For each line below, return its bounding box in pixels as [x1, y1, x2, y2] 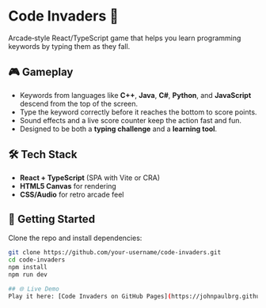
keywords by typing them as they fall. [8, 41, 131, 51]
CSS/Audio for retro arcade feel [19, 190, 124, 199]
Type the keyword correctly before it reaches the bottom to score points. [19, 107, 257, 117]
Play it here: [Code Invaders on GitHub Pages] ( [8, 292, 172, 300]
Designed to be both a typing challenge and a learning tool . [19, 124, 218, 133]
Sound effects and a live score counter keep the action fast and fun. [19, 115, 242, 125]
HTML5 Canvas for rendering [19, 181, 116, 190]
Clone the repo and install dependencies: [8, 233, 142, 243]
